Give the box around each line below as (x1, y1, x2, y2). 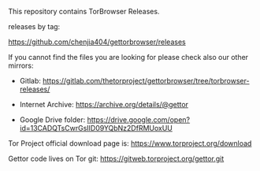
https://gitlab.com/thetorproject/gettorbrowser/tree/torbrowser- (43, 76, 250, 85)
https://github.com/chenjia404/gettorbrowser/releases (8, 37, 187, 46)
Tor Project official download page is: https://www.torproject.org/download (8, 139, 252, 148)
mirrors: (8, 61, 34, 70)
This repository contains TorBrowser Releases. (8, 7, 160, 16)
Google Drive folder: (19, 115, 86, 125)
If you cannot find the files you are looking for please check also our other (8, 53, 249, 61)
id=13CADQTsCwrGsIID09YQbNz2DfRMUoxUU (19, 124, 173, 132)
